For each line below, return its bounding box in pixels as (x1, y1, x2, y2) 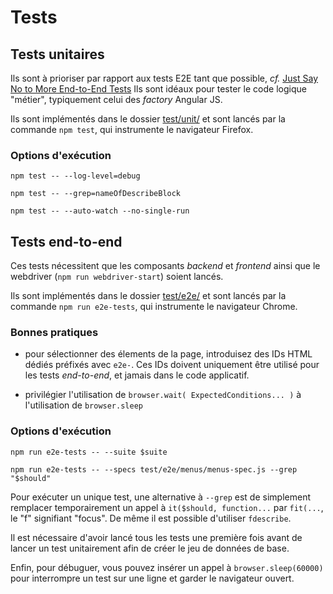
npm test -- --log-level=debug (10, 171, 141, 181)
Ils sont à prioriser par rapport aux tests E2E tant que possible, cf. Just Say (10, 72, 318, 84)
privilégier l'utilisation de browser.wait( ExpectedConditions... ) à (24, 389, 302, 401)
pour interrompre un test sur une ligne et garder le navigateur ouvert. (10, 572, 295, 584)
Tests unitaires (10, 46, 105, 63)
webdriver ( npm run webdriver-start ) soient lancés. (10, 271, 224, 283)
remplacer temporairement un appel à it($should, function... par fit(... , (10, 501, 324, 513)
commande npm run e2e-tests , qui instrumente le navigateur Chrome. (10, 301, 298, 313)
